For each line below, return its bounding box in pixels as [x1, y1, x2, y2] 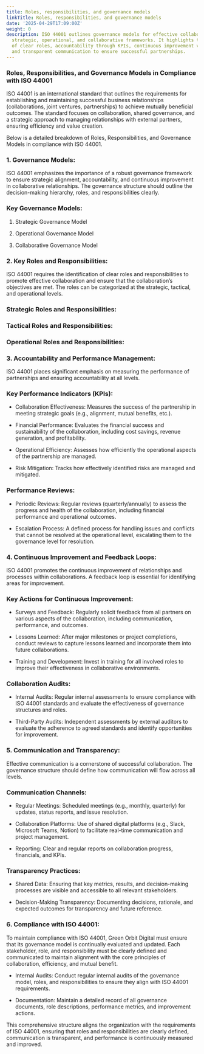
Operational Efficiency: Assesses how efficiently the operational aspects [15, 446, 196, 454]
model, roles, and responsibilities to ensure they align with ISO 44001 [15, 978, 188, 985]
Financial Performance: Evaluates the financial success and [15, 421, 165, 429]
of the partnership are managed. [15, 452, 97, 460]
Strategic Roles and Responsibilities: [6, 305, 117, 313]
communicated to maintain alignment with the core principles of [6, 953, 166, 961]
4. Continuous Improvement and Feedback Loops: [6, 553, 157, 561]
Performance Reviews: [6, 486, 75, 494]
